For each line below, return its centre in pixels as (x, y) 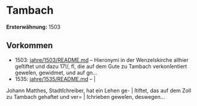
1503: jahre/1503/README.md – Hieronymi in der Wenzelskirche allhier (102, 60)
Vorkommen (30, 46)
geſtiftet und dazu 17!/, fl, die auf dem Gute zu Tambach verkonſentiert (101, 66)
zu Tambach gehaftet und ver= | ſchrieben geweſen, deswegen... (86, 96)
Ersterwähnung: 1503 (33, 27)
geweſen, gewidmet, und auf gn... (56, 73)
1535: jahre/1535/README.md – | (55, 79)
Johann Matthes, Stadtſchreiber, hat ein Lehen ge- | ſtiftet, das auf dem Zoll (99, 91)
